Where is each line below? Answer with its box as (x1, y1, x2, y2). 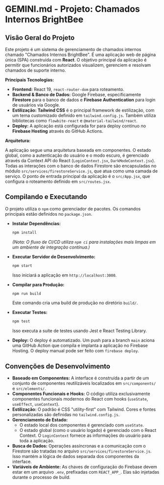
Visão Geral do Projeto (5, 33, 75, 42)
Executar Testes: (12, 310, 48, 315)
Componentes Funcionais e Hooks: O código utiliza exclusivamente (12, 391, 150, 397)
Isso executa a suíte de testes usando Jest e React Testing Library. (12, 328, 147, 334)
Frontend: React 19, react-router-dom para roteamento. (12, 86, 125, 92)
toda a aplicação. (19, 438, 55, 444)
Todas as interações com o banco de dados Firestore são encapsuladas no (5, 163, 157, 169)
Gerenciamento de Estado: (12, 417, 68, 423)
